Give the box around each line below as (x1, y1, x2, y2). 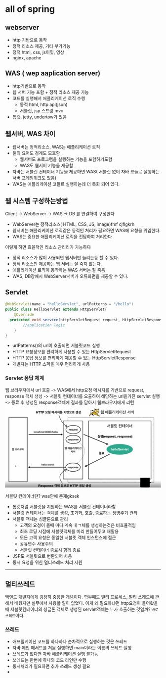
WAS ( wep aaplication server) (5, 69, 100, 78)
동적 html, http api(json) (19, 101, 68, 107)
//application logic (23, 323, 65, 328)
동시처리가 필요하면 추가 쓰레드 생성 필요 (12, 663, 90, 669)
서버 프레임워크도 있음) (12, 175, 57, 181)
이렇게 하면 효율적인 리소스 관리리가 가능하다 (5, 244, 91, 250)
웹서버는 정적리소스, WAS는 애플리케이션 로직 (12, 144, 100, 149)
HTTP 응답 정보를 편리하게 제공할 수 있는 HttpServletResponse (12, 355, 136, 361)
